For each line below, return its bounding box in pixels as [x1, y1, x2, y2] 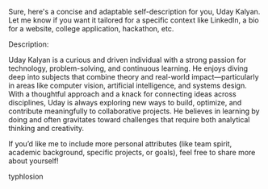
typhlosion [8, 172, 44, 181]
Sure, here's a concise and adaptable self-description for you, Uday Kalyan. [8, 7, 261, 16]
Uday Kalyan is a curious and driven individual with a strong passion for [8, 55, 246, 64]
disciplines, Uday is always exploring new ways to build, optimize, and [8, 98, 242, 107]
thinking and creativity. [8, 124, 85, 133]
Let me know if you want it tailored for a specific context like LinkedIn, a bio [8, 15, 260, 25]
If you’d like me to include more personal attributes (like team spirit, [8, 139, 232, 148]
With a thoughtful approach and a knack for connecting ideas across [8, 89, 237, 99]
